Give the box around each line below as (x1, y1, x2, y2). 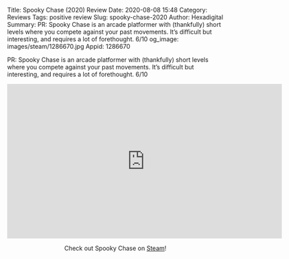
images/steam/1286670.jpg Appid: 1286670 (7, 43, 130, 50)
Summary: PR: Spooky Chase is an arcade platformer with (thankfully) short (7, 21, 222, 28)
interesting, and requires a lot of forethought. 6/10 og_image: (7, 35, 179, 43)
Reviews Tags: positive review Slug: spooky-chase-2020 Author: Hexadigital (7, 13, 224, 21)
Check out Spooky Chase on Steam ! (64, 244, 167, 252)
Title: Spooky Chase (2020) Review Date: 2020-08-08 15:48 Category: (7, 6, 208, 14)
